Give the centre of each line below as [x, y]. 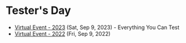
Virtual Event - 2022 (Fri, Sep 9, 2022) [62, 33]
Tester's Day [38, 11]
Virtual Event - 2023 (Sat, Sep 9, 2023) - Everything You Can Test [97, 27]
